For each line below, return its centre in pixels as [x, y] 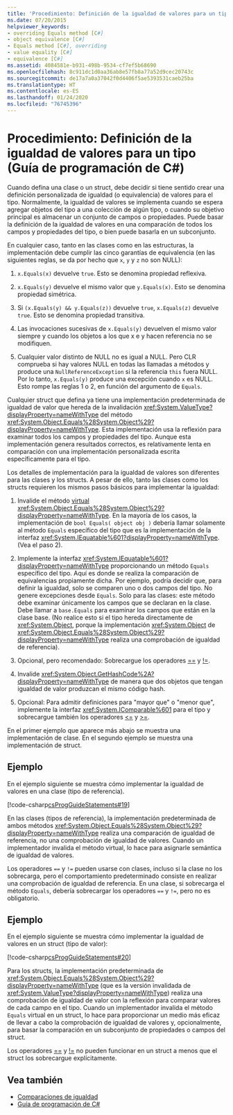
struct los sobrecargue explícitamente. [62, 1058]
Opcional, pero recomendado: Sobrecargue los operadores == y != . [113, 660]
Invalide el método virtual [53, 500]
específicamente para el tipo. [49, 459]
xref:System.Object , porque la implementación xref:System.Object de [116, 625]
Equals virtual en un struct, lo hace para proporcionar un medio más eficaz [114, 1015]
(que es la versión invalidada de [146, 986]
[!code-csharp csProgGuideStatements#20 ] [69, 957]
